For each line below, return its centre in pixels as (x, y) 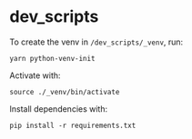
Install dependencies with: (59, 109)
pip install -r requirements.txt (73, 125)
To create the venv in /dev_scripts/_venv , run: (96, 42)
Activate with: (35, 75)
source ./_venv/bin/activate (65, 92)
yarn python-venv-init (52, 58)
